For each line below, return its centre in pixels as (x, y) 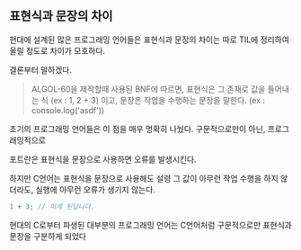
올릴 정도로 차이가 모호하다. (58, 50)
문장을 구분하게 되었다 (48, 236)
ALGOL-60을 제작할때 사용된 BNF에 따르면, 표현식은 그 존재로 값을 (148, 89)
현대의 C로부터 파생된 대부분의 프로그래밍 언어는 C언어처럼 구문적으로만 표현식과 (150, 225)
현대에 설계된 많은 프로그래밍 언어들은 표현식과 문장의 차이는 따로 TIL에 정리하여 (150, 40)
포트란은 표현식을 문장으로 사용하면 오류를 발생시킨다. (103, 159)
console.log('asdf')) (68, 110)
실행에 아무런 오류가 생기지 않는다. (95, 189)
